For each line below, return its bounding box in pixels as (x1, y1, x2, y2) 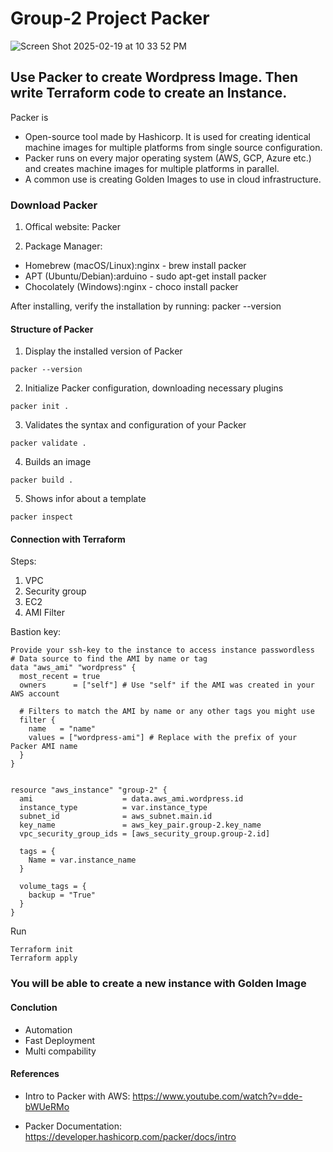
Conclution (10, 1001, 58, 1013)
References (10, 1068, 60, 1080)
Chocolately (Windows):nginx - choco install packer (24, 281, 239, 293)
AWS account (10, 689, 60, 699)
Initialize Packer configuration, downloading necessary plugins (24, 382, 284, 394)
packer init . (10, 402, 70, 412)
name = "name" (28, 724, 97, 734)
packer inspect (10, 512, 74, 522)
